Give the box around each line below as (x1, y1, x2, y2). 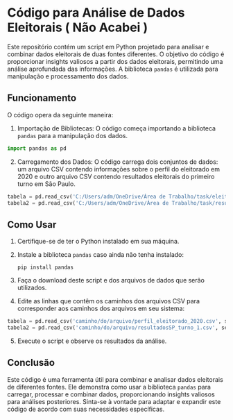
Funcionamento (7, 92, 77, 104)
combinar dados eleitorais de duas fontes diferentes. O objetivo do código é (7, 50, 225, 58)
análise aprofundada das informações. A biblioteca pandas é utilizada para (7, 65, 218, 73)
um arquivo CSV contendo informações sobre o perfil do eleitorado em (17, 165, 221, 173)
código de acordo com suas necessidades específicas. (7, 405, 165, 413)
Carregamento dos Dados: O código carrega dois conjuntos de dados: (17, 158, 218, 166)
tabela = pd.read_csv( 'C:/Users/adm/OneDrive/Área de (7, 193, 166, 200)
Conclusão (7, 357, 55, 369)
